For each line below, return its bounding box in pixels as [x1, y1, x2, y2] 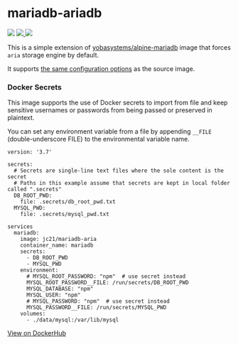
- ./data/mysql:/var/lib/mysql [26, 316, 119, 324]
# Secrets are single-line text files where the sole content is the [13, 167, 224, 175]
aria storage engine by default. [7, 50, 99, 59]
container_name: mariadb [20, 242, 94, 249]
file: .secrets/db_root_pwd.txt [20, 198, 116, 205]
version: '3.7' [7, 149, 53, 156]
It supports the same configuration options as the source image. [7, 64, 195, 72]
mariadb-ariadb [7, 5, 102, 21]
